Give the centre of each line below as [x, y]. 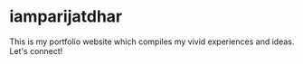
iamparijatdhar [66, 17]
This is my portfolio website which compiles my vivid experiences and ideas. [152, 41]
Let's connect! [36, 50]
